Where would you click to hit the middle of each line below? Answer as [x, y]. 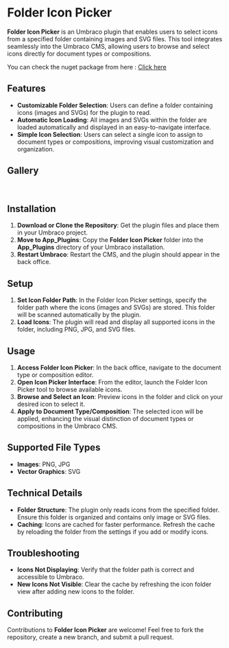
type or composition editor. [55, 375]
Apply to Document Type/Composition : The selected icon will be [110, 411]
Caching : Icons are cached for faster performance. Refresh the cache [116, 524]
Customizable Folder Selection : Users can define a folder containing [115, 105]
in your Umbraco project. [52, 233]
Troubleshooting [44, 553]
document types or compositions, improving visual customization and [115, 142]
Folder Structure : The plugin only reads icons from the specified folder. [118, 510]
